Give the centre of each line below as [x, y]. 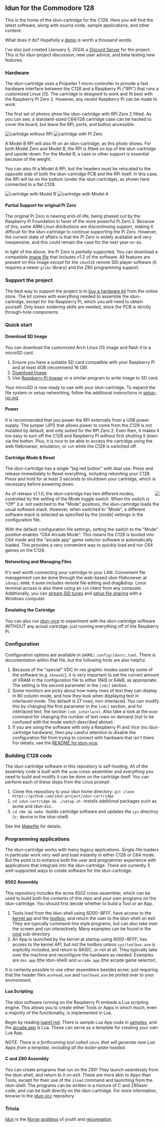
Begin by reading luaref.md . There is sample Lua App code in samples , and [81, 1022]
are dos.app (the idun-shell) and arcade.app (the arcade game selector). [84, 960]
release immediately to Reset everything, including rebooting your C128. [78, 474]
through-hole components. [32, 312]
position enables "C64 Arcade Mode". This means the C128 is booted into [80, 535]
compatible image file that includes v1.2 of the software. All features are [78, 257]
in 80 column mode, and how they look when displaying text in [75, 696]
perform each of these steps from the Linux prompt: [58, 782]
